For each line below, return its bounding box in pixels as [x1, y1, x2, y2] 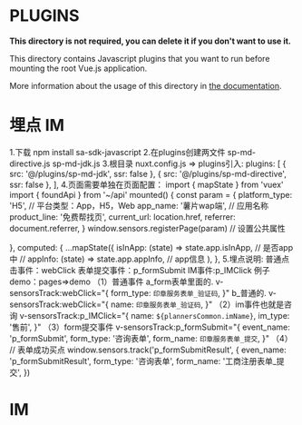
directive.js [9, 158, 51, 169]
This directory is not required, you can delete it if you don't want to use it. [9, 35, 292, 46]
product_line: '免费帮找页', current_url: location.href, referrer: [9, 211, 236, 222]
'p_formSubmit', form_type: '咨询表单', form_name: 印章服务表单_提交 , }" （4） [9, 332, 293, 343]
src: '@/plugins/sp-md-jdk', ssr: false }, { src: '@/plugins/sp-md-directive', [9, 168, 287, 179]
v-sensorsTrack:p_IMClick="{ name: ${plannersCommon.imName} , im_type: [19, 310, 290, 321]
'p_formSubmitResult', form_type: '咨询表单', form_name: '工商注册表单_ [9, 355, 277, 366]
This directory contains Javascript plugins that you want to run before [9, 53, 270, 64]
